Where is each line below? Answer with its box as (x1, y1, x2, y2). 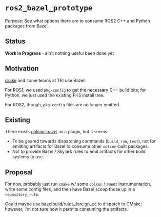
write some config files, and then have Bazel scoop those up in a (5, 186, 135, 192)
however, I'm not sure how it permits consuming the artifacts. (5, 206, 128, 212)
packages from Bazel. (5, 23, 49, 29)
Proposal (5, 168, 33, 176)
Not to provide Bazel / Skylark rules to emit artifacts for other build (12, 148, 146, 155)
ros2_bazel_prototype (5, 3, 93, 13)
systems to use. (12, 154, 44, 160)
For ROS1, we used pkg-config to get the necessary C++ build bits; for (5, 87, 146, 93)
